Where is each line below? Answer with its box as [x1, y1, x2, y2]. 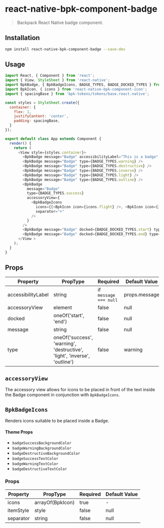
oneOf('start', [53, 312, 84, 319]
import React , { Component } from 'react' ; [5, 73, 95, 78]
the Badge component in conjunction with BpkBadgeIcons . [5, 392, 120, 398]
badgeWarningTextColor [12, 462, 59, 466]
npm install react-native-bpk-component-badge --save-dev [5, 46, 125, 52]
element [53, 304, 72, 311]
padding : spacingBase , [14, 118, 60, 123]
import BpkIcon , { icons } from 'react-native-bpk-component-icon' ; [5, 87, 147, 92]
